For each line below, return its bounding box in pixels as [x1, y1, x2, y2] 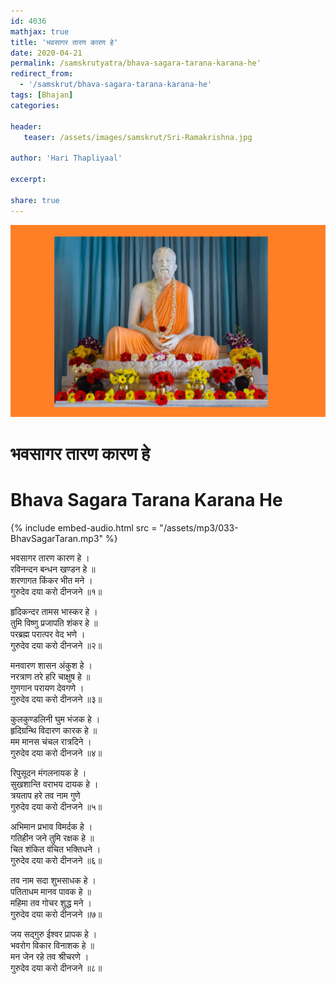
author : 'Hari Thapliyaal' [10, 153, 123, 164]
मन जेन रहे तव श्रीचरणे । [10, 950, 90, 962]
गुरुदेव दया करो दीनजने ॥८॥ [10, 961, 103, 974]
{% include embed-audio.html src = [10, 521, 158, 534]
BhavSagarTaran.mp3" [10, 532, 104, 544]
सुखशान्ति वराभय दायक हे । [10, 778, 99, 790]
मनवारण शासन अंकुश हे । [10, 659, 93, 671]
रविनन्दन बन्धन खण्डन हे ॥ [10, 563, 96, 575]
